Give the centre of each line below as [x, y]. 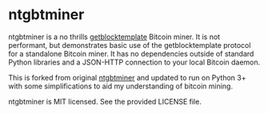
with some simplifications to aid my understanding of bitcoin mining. [121, 86]
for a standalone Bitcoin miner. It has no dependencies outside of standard [131, 53]
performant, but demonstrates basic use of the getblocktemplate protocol [130, 45]
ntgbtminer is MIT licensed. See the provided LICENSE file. [105, 101]
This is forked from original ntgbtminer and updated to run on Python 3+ [127, 77]
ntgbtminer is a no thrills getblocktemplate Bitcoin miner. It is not [114, 37]
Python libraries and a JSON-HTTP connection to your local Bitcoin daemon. [134, 62]
